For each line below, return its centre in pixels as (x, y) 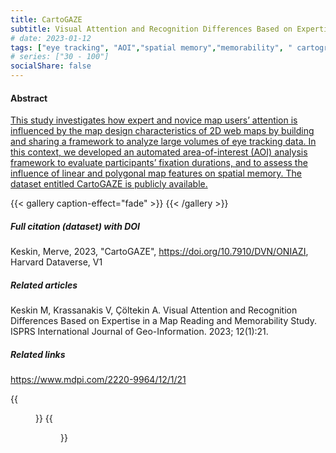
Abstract (29, 98)
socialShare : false (51, 66)
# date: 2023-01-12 (51, 38)
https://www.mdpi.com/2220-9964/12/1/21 (98, 380)
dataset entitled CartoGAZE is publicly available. (109, 184)
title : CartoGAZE (46, 19)
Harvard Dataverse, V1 (56, 262)
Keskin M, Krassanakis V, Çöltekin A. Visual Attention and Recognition (154, 310)
